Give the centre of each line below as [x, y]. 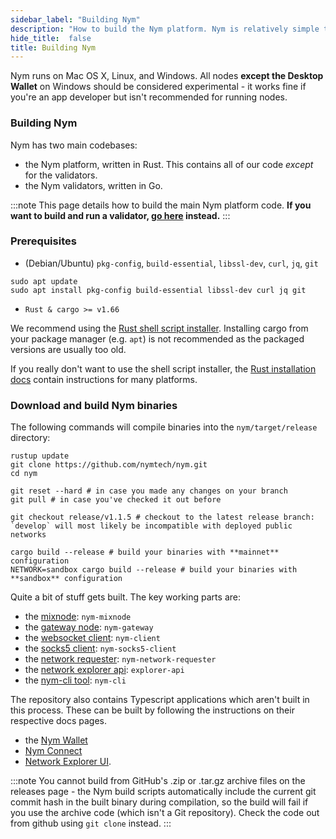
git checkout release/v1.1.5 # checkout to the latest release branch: [162, 517]
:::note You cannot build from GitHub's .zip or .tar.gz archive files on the [158, 781]
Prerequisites [43, 241]
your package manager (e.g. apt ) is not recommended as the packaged [157, 338]
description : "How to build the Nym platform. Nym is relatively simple [165, 29]
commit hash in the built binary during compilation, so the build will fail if [159, 802]
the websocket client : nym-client [92, 638]
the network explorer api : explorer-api [104, 670]
